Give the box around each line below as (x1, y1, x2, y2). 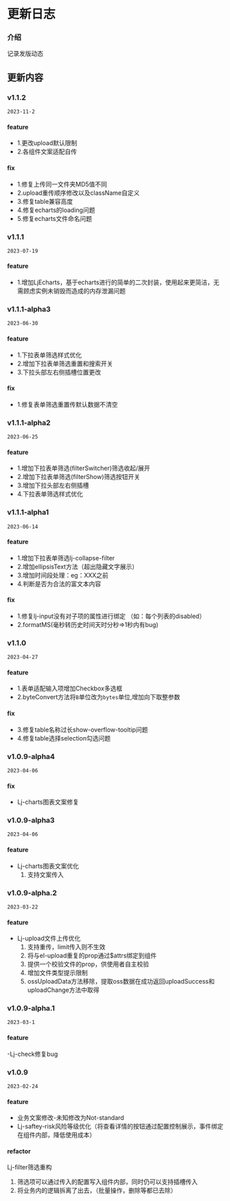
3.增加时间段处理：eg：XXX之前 (16, 571, 108, 579)
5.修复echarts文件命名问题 (16, 214, 93, 222)
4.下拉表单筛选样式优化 (16, 490, 84, 498)
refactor (7, 1147, 31, 1155)
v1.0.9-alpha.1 (7, 1003, 55, 1013)
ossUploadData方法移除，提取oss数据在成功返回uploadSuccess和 (27, 977, 215, 986)
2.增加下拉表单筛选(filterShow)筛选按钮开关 (16, 473, 141, 481)
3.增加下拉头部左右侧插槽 (16, 481, 89, 489)
